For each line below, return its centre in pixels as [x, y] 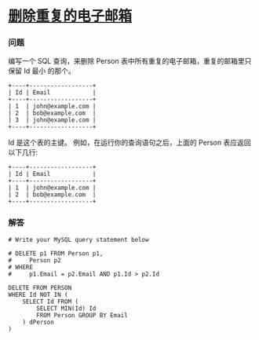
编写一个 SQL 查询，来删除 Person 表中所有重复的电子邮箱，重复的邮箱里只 [130, 61]
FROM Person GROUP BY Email [82, 315]
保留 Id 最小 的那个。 [42, 71]
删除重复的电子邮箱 [70, 16]
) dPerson [38, 322]
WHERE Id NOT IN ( [38, 294]
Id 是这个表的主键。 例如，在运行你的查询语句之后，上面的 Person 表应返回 [129, 143]
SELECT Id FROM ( [51, 302]
